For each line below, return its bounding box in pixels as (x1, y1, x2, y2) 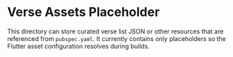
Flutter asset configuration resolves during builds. (7, 42, 150, 50)
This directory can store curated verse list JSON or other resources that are (7, 27, 224, 35)
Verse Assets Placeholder (7, 4, 160, 20)
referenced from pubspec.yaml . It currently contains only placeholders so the (7, 34, 226, 42)
